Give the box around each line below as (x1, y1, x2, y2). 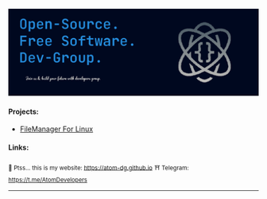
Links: (8, 142, 29, 152)
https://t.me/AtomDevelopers (8, 176, 87, 184)
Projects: (8, 107, 39, 116)
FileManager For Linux (19, 124, 94, 134)
